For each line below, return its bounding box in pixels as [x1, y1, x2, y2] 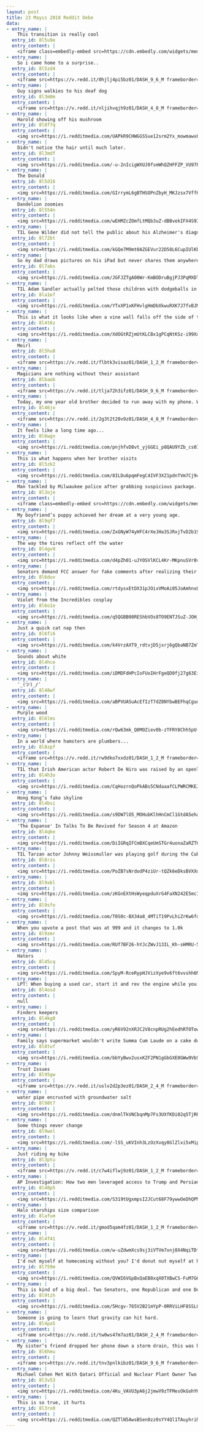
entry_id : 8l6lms [12, 716, 56, 722]
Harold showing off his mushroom [17, 116, 102, 122]
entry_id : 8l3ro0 [12, 1405, 56, 1411]
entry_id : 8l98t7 [12, 1100, 56, 1106]
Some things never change [17, 1122, 83, 1129]
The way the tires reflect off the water [17, 541, 123, 547]
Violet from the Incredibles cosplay [17, 597, 113, 603]
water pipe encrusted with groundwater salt [17, 1094, 132, 1101]
